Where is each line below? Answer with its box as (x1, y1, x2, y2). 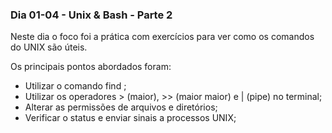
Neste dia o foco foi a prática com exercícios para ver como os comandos (10, 31, 315, 43)
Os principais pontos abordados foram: (10, 61, 172, 73)
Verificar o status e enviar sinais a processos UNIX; (24, 112, 237, 124)
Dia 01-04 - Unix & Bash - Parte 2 (10, 8, 173, 22)
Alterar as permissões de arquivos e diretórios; (24, 101, 218, 113)
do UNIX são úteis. (10, 41, 88, 53)
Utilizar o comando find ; (24, 80, 127, 92)
